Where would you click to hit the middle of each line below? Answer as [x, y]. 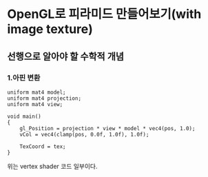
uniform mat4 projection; [44, 98]
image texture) [50, 29]
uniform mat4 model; [37, 92]
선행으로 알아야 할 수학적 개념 [66, 56]
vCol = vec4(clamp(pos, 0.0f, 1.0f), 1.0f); [84, 134]
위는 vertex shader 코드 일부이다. [52, 166]
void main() [24, 116]
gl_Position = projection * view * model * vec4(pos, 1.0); [107, 128]
